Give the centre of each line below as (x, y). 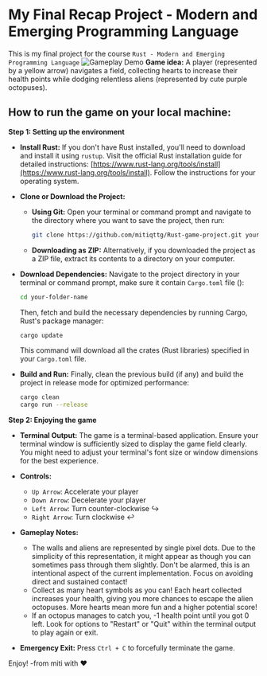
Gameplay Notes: (49, 533)
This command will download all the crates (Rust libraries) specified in (134, 350)
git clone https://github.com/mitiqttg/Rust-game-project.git (137, 235)
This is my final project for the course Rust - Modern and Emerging (116, 53)
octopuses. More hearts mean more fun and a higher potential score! (144, 608)
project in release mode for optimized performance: (104, 383)
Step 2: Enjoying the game (52, 420)
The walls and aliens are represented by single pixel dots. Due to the (143, 548)
